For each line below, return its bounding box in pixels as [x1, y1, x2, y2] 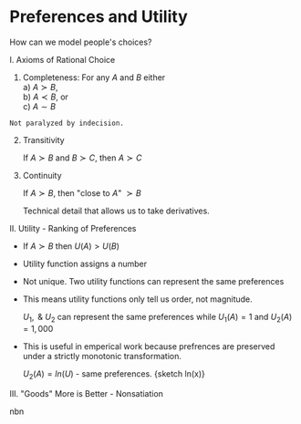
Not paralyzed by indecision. [9, 119, 125, 128]
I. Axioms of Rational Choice [9, 54, 116, 65]
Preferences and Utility [9, 6, 189, 27]
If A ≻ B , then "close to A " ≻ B [22, 187, 141, 198]
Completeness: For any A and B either [22, 71, 166, 83]
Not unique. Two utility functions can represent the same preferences [22, 275, 285, 286]
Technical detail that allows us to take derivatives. [22, 205, 210, 216]
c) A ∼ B [22, 100, 57, 111]
